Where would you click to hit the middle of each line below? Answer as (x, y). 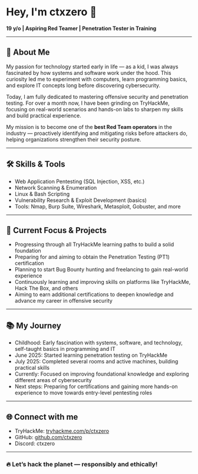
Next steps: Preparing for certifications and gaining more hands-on (96, 387)
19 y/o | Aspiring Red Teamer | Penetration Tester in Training (81, 28)
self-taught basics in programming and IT (65, 349)
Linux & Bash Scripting (42, 194)
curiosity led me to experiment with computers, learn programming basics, (97, 79)
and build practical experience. (44, 115)
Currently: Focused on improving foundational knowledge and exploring (102, 374)
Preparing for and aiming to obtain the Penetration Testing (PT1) (92, 257)
